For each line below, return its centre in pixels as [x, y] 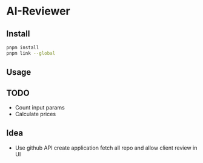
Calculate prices [35, 114]
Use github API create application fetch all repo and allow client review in [106, 148]
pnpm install [23, 47]
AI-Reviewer [38, 11]
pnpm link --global [31, 53]
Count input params [40, 107]
